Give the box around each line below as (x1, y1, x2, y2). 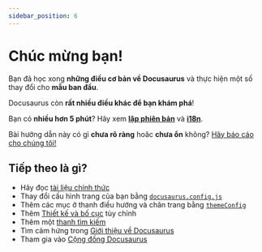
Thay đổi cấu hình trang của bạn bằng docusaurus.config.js (19, 191, 223, 201)
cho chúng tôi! (8, 138, 57, 147)
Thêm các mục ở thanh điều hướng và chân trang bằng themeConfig (19, 200, 247, 210)
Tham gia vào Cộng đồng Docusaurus (19, 234, 148, 244)
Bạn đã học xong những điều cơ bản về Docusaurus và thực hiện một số (8, 74, 253, 83)
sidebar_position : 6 (8, 11, 79, 20)
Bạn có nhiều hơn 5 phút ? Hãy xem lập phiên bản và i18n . (8, 113, 204, 123)
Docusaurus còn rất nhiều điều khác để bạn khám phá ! (8, 98, 195, 108)
